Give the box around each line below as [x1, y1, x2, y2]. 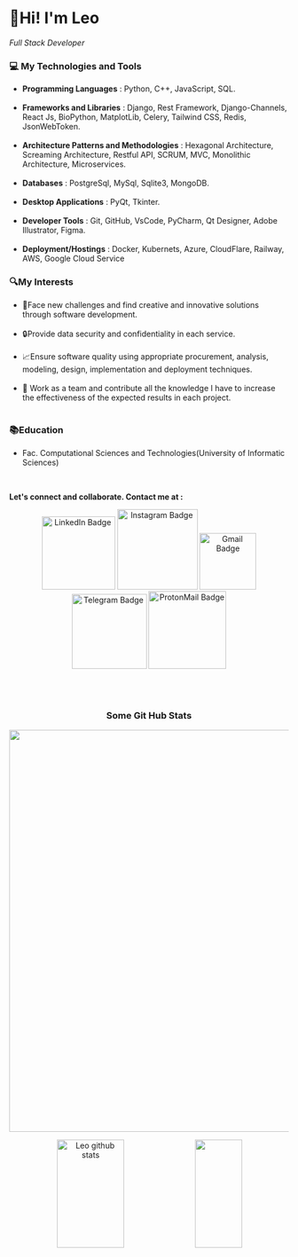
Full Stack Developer [9, 37, 85, 48]
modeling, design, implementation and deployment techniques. [21, 364, 253, 374]
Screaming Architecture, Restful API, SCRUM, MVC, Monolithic [21, 150, 251, 161]
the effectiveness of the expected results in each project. [21, 392, 231, 403]
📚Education [9, 424, 64, 436]
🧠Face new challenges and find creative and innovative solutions [21, 299, 260, 310]
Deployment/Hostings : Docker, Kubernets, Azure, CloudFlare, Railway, [21, 244, 285, 255]
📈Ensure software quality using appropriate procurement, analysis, [21, 350, 269, 362]
